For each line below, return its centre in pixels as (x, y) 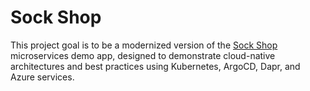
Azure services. (42, 77)
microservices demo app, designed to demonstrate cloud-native (143, 55)
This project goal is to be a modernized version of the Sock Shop (144, 45)
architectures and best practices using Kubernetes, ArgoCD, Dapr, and (155, 66)
